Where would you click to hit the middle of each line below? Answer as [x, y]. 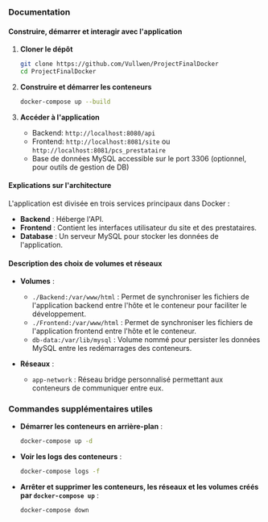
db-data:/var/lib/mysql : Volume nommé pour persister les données [146, 340]
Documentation [39, 12]
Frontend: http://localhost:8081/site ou [101, 141]
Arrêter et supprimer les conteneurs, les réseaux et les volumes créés [139, 487]
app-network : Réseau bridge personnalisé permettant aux [128, 380]
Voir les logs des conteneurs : [71, 457]
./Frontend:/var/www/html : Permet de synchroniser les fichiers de [142, 323]
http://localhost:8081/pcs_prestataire [99, 150]
